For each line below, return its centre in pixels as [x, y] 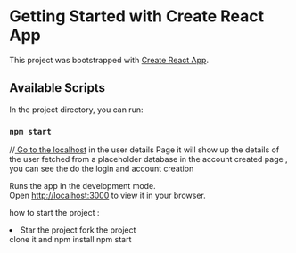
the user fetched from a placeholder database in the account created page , [148, 159]
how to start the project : [54, 213]
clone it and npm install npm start [70, 240]
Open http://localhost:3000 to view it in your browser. [108, 196]
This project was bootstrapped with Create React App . [109, 60]
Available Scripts [57, 88]
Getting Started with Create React [137, 16]
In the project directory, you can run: [76, 110]
